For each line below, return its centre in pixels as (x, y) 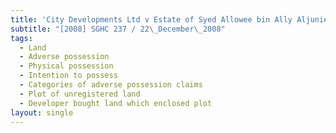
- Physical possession (66, 66)
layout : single (42, 112)
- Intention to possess (68, 76)
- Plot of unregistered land (80, 94)
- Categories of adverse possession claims (111, 85)
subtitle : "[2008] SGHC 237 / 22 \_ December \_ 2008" (118, 29)
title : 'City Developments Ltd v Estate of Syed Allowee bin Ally (151, 19)
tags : (21, 38)
